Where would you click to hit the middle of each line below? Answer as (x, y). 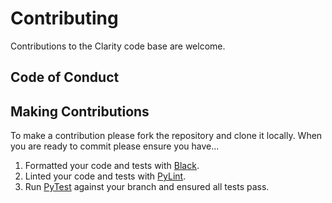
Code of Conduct (65, 77)
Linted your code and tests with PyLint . (105, 176)
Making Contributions (80, 111)
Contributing (64, 18)
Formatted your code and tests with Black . (112, 166)
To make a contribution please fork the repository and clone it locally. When (166, 136)
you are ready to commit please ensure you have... (115, 146)
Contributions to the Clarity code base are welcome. (118, 46)
